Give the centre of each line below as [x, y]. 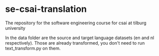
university [15, 28]
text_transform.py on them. [33, 48]
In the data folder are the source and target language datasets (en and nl [80, 38]
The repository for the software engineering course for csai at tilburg [76, 23]
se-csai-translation [46, 9]
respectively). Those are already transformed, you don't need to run [75, 43]
